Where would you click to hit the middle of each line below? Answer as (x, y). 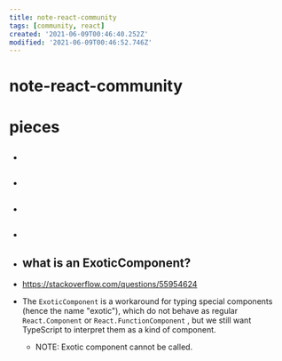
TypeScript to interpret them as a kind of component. (119, 329)
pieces (35, 127)
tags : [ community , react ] (57, 26)
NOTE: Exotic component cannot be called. (114, 347)
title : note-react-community (63, 17)
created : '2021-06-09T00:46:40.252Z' (79, 34)
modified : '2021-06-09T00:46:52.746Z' (81, 42)
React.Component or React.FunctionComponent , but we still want (137, 320)
